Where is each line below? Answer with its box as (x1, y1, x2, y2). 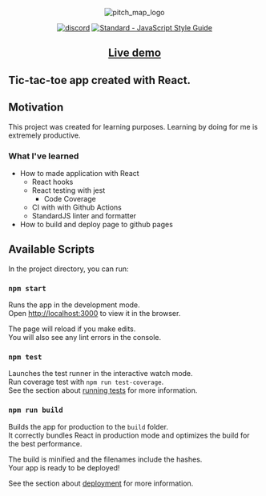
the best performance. (8, 438, 83, 448)
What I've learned (8, 150, 79, 162)
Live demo (107, 46, 162, 60)
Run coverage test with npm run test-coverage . (8, 377, 164, 387)
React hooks (31, 177, 74, 186)
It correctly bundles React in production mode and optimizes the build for (8, 430, 250, 440)
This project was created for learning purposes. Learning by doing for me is (8, 122, 258, 131)
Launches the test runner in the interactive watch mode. (8, 369, 194, 378)
